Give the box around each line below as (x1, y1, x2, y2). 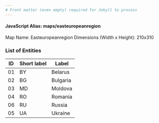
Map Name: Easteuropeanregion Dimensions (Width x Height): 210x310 (5, 34, 154, 40)
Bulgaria (51, 77, 72, 84)
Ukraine (51, 110, 70, 117)
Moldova (51, 85, 73, 92)
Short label (19, 60, 47, 67)
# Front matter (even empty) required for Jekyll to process (5, 7, 138, 13)
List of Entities (5, 47, 42, 54)
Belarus (51, 69, 70, 76)
